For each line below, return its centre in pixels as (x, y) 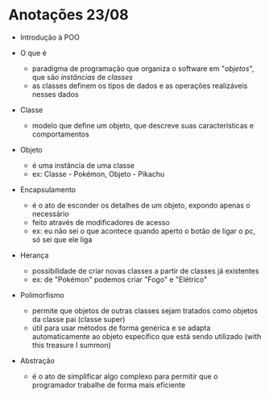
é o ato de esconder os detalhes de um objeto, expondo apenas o (141, 205)
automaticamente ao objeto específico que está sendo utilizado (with (147, 336)
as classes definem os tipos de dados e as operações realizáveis (140, 86)
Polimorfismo (42, 295)
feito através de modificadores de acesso (101, 222)
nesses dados (55, 94)
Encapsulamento (48, 189)
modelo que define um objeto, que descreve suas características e (143, 125)
